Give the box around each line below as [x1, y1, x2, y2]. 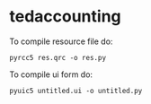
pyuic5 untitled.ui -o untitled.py [9, 86, 143, 95]
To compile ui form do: [9, 69, 93, 80]
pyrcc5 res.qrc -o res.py [9, 53, 106, 62]
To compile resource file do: [9, 36, 113, 47]
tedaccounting [9, 6, 121, 27]
